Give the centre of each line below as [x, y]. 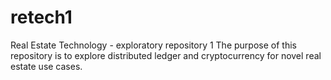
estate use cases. [46, 66]
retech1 [41, 17]
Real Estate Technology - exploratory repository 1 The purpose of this [153, 45]
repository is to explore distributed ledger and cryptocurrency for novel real [166, 55]
